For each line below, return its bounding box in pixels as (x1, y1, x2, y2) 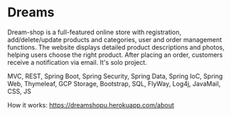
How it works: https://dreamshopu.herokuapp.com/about (7, 100, 174, 109)
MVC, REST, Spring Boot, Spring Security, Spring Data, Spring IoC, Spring (7, 72, 223, 80)
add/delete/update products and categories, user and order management (7, 35, 222, 43)
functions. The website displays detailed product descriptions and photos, (7, 43, 225, 51)
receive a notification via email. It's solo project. (7, 58, 147, 66)
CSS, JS (7, 87, 32, 95)
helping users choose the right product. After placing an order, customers (7, 51, 223, 59)
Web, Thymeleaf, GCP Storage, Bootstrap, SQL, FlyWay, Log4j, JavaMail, (7, 79, 221, 88)
